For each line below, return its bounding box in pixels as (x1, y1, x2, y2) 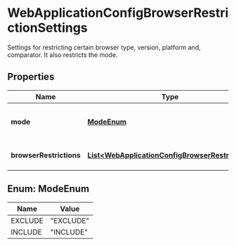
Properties (7, 71, 55, 83)
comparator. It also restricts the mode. (7, 51, 118, 59)
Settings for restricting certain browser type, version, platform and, (7, 43, 202, 51)
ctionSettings (7, 20, 88, 36)
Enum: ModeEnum (7, 183, 90, 195)
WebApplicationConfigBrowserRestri (7, 5, 229, 21)
